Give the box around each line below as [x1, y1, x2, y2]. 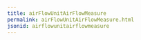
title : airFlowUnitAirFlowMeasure [7, 9, 107, 17]
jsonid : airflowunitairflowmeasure [7, 22, 110, 29]
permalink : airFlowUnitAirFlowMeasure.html [7, 16, 135, 23]
